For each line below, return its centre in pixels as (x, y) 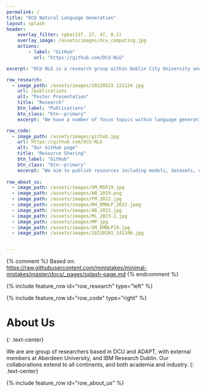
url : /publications (42, 91)
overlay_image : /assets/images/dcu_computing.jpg (82, 40)
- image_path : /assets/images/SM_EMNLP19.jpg (71, 227)
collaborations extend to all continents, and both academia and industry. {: (100, 364)
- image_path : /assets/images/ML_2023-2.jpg (70, 216)
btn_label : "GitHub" (44, 159)
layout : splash (26, 23)
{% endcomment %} (153, 274)
